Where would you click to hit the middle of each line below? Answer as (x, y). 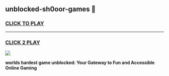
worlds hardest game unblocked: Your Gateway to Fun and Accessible (80, 62)
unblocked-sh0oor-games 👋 (51, 9)
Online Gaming (21, 67)
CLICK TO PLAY (25, 23)
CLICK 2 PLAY (23, 42)
